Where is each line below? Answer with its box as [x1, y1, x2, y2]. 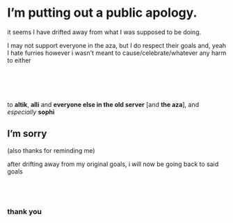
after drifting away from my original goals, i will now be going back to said [7, 160, 219, 168]
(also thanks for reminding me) [7, 146, 95, 154]
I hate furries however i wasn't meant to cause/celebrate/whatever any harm [7, 49, 227, 57]
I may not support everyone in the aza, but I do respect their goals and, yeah [7, 41, 227, 49]
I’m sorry [7, 128, 47, 140]
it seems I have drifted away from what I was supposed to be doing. [7, 28, 202, 36]
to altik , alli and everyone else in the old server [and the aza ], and [7, 100, 200, 108]
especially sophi [7, 108, 55, 116]
